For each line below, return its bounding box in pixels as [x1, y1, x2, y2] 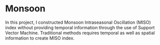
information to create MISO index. [5, 35, 75, 41]
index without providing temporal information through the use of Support [5, 24, 155, 30]
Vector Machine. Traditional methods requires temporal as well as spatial [5, 30, 155, 36]
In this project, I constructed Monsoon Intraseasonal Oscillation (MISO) [5, 19, 151, 25]
